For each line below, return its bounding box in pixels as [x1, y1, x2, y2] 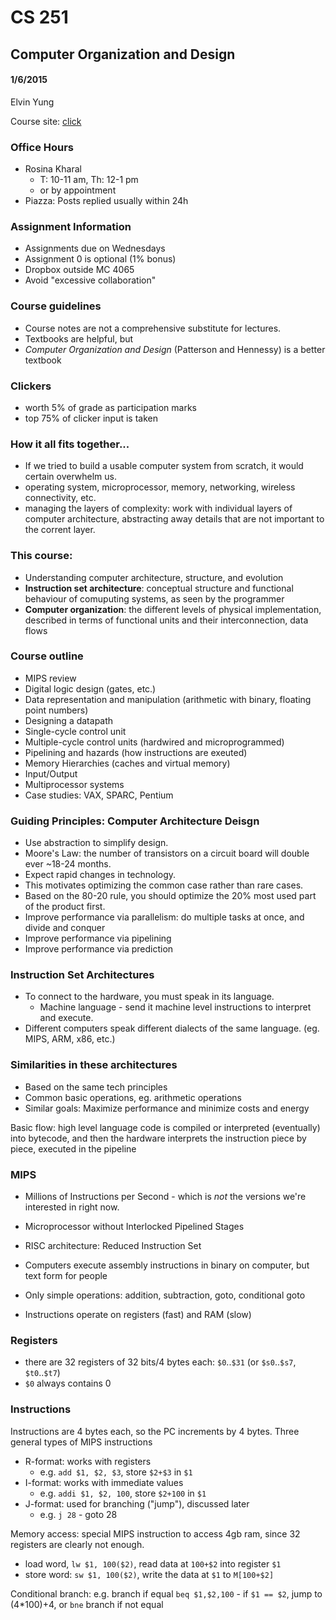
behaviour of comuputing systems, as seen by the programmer [24, 592, 285, 605]
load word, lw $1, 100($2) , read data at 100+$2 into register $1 [24, 1557, 282, 1570]
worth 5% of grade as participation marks [24, 401, 198, 413]
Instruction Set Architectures [10, 968, 155, 982]
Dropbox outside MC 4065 [24, 264, 135, 276]
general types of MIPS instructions [10, 1436, 153, 1448]
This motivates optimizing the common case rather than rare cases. [24, 879, 304, 891]
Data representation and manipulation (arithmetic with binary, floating [24, 693, 312, 705]
